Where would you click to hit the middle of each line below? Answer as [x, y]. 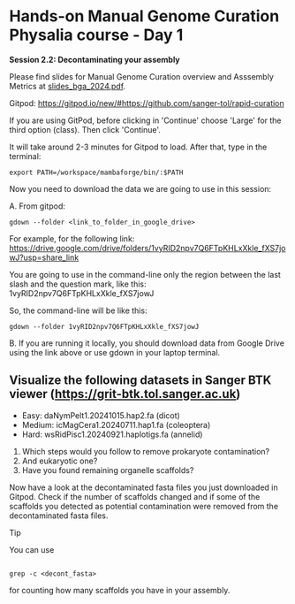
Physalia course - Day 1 [96, 35]
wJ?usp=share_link [44, 257]
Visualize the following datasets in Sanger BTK [140, 381]
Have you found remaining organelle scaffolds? [108, 470]
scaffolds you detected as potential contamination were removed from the [144, 506]
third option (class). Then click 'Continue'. [85, 129]
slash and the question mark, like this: [78, 284]
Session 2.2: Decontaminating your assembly [95, 59]
